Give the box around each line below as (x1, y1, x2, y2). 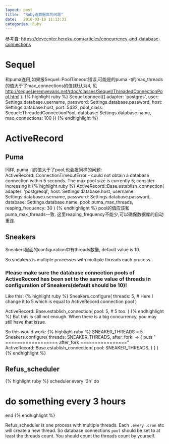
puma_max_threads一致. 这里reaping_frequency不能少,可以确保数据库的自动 (5, 211, 164, 217)
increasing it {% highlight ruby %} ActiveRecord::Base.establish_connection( (5, 183, 164, 189)
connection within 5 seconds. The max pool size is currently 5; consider (5, 178, 155, 184)
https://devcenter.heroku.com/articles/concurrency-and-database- (21, 36, 160, 42)
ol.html (5, 94, 20, 100)
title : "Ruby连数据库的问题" (5, 12, 64, 17)
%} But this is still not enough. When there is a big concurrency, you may (5, 314, 157, 320)
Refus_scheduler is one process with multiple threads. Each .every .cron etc (5, 422, 164, 428)
